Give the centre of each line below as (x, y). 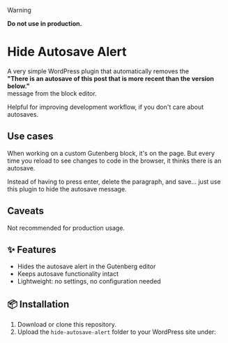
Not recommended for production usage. (66, 228)
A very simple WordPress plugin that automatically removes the (98, 71)
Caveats (25, 211)
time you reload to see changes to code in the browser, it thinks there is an (114, 161)
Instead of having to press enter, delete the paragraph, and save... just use (114, 182)
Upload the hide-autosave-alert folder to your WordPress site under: (116, 332)
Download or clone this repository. (67, 325)
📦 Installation (38, 304)
